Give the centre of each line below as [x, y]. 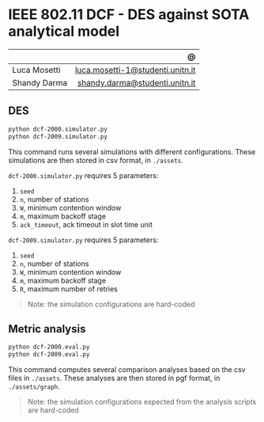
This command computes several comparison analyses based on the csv [127, 370]
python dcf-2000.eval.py [49, 347]
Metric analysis [47, 329]
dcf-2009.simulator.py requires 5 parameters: [83, 240]
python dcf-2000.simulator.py [58, 129]
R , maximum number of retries [69, 289]
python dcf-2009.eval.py [49, 355]
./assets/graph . [34, 386]
